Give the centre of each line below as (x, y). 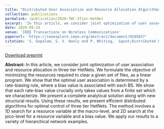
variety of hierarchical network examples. (47, 121)
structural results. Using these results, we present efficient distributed (75, 101)
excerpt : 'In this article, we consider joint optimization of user (76, 23)
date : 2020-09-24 (23, 28)
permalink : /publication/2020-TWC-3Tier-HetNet (54, 18)
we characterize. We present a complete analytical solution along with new (80, 95)
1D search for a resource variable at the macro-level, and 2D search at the (79, 111)
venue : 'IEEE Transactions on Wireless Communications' (63, 32)
